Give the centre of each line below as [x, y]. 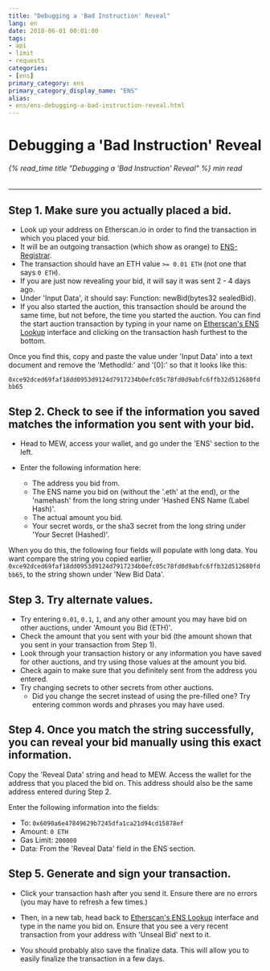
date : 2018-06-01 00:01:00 [53, 31]
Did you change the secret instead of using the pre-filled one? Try [141, 696]
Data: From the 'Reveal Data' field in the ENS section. [108, 848]
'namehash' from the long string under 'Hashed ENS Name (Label [141, 501]
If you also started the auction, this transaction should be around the [133, 307]
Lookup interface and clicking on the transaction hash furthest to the [133, 333]
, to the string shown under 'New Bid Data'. [94, 574]
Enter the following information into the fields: [84, 807]
